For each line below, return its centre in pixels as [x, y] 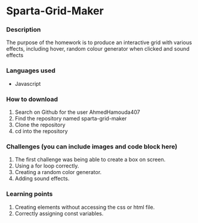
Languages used [31, 71]
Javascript [28, 83]
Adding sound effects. [42, 179]
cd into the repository [41, 131]
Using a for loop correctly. [47, 166]
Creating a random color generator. [58, 172]
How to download [32, 99]
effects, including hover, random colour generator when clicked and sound [98, 49]
